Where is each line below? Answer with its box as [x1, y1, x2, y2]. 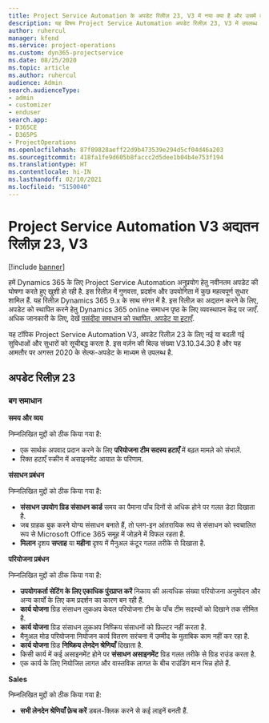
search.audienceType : [8, 86, 81, 94]
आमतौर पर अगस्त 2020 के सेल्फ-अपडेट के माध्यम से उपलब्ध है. [8, 347, 174, 357]
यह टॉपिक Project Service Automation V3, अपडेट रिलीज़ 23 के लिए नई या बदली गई [8, 329, 245, 339]
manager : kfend [8, 34, 59, 42]
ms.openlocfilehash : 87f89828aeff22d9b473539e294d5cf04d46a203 [8, 146, 224, 154]
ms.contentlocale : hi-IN [8, 168, 91, 176]
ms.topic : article [8, 64, 70, 72]
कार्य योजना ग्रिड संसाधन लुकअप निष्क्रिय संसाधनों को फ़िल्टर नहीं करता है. [19, 622, 207, 633]
